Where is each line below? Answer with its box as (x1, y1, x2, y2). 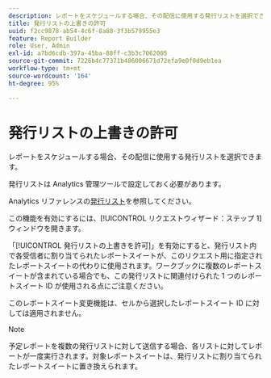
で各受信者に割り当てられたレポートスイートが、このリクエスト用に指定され (8, 251, 263, 261)
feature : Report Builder (8, 34, 92, 43)
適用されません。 (29, 309, 86, 318)
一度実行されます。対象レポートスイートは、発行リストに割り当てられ (29, 351, 262, 361)
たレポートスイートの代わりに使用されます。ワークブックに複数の (8, 261, 227, 271)
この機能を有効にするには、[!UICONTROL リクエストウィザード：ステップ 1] (8, 213, 262, 223)
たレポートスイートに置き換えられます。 (8, 361, 143, 372)
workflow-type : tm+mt (8, 65, 81, 73)
